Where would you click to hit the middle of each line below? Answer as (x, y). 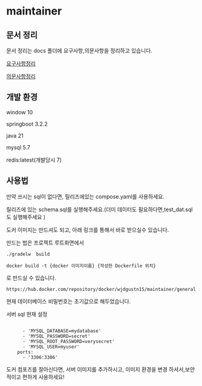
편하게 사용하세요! (43, 377)
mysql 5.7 (18, 147)
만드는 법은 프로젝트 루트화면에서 (45, 243)
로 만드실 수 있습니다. (31, 278)
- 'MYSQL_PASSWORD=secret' (56, 336)
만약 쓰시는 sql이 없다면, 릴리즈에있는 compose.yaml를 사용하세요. (86, 196)
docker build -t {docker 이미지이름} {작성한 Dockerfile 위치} (81, 266)
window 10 (20, 112)
